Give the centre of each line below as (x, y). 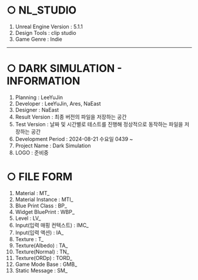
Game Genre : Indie (38, 39)
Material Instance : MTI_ (44, 199)
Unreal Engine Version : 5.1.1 (49, 27)
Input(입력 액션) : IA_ (39, 232)
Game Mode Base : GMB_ (46, 264)
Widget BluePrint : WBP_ (45, 212)
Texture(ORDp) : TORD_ (44, 258)
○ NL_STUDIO (42, 10)
